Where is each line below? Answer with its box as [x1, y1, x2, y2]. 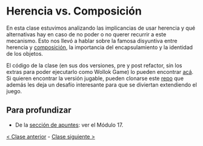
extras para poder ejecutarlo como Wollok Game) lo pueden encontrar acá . [6, 68, 194, 75]
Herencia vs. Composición [6, 4, 142, 18]
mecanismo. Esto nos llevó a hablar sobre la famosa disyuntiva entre [6, 37, 178, 44]
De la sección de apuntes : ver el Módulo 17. [15, 121, 124, 128]
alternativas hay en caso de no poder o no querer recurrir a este [6, 30, 167, 38]
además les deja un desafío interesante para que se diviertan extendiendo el [6, 81, 197, 88]
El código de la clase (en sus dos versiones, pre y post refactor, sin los [6, 62, 183, 69]
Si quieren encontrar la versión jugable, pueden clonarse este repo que [6, 75, 184, 82]
